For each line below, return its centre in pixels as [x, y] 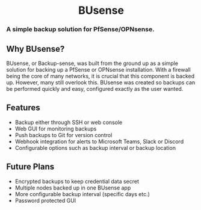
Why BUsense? [36, 49]
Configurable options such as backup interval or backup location [95, 147]
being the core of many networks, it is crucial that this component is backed [100, 76]
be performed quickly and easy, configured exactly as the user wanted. [95, 88]
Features [23, 108]
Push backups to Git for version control [63, 135]
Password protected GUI [45, 200]
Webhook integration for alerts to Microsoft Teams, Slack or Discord [99, 141]
